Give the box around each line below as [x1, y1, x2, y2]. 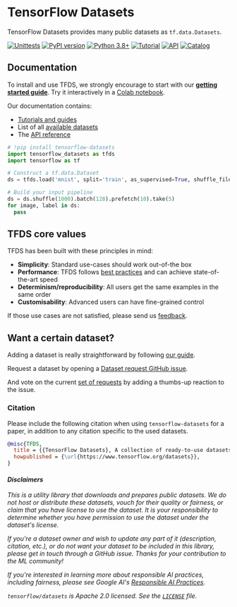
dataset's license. [7, 521, 59, 529]
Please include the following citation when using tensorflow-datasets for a [7, 419, 224, 427]
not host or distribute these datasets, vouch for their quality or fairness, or [7, 498, 224, 507]
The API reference [17, 130, 71, 138]
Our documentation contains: [7, 102, 92, 110]
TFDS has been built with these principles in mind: [7, 247, 154, 255]
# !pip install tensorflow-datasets [7, 144, 115, 151]
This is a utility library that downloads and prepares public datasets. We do [7, 491, 227, 499]
